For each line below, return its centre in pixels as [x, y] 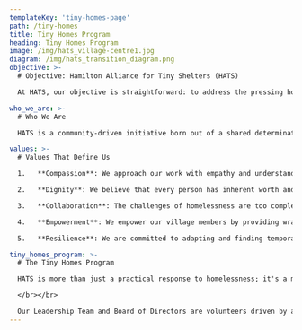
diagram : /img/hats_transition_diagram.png [92, 59]
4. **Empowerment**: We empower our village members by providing [148, 222]
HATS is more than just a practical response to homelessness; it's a [152, 279]
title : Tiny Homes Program [60, 34]
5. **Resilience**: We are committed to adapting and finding [140, 239]
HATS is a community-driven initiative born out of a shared [134, 133]
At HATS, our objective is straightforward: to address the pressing [150, 92]
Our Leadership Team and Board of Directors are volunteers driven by [152, 311]
